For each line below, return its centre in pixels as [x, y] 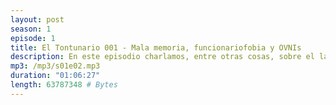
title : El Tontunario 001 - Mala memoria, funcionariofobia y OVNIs [156, 47]
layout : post [37, 19]
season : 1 [31, 29]
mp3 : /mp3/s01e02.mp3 [55, 66]
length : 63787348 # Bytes [64, 85]
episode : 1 [33, 38]
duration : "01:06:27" [55, 76]
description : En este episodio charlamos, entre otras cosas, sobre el [162, 57]
